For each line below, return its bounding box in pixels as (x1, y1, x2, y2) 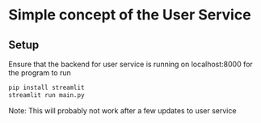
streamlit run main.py (8, 91, 85, 99)
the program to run (8, 68, 71, 78)
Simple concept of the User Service (8, 6, 252, 24)
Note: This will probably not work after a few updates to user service (8, 105, 237, 115)
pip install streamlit (8, 83, 85, 91)
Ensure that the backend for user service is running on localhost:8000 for (8, 59, 253, 69)
